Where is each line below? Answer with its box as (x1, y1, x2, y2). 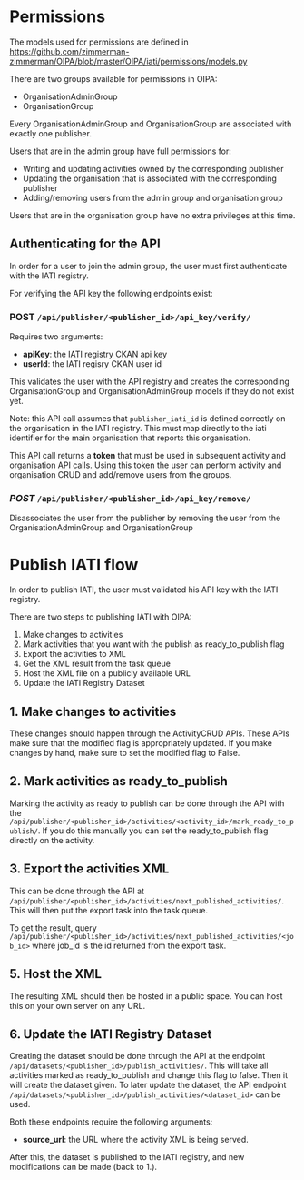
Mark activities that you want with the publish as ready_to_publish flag (22, 639, 285, 650)
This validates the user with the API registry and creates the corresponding (9, 376, 290, 388)
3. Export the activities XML (9, 862, 170, 877)
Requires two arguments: (9, 331, 103, 342)
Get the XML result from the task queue (22, 658, 171, 670)
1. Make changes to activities (9, 703, 177, 720)
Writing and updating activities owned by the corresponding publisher (22, 163, 284, 174)
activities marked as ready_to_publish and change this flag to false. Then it (9, 1070, 289, 1081)
